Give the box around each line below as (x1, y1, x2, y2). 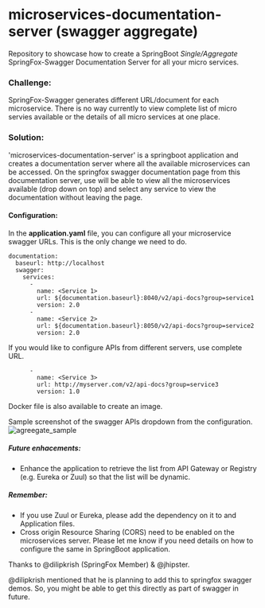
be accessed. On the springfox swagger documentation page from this (8, 167, 241, 177)
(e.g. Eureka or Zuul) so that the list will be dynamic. (19, 472, 191, 481)
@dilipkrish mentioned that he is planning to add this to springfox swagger (8, 575, 252, 584)
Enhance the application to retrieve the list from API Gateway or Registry (19, 463, 257, 473)
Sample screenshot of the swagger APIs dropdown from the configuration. (8, 416, 253, 427)
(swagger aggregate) (55, 22, 199, 41)
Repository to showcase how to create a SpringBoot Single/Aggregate (8, 49, 238, 58)
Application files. (19, 519, 76, 528)
